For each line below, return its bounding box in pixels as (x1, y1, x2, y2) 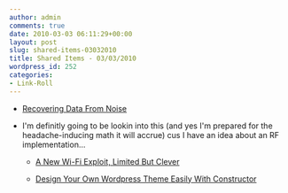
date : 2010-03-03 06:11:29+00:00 (9, 29, 133, 38)
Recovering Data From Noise (21, 103, 128, 113)
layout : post (9, 37, 58, 47)
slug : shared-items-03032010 (9, 46, 117, 55)
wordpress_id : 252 (9, 63, 77, 72)
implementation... (21, 139, 86, 150)
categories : (9, 71, 53, 80)
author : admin (9, 12, 62, 22)
